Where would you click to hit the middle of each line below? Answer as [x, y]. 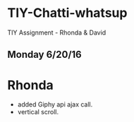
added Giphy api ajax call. [55, 104]
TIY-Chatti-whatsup [67, 13]
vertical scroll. [38, 112]
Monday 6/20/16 [45, 55]
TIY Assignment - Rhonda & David [57, 32]
